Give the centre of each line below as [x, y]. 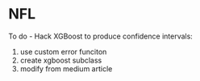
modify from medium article [66, 68]
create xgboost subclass [61, 60]
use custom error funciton [63, 51]
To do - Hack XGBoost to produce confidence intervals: [101, 36]
